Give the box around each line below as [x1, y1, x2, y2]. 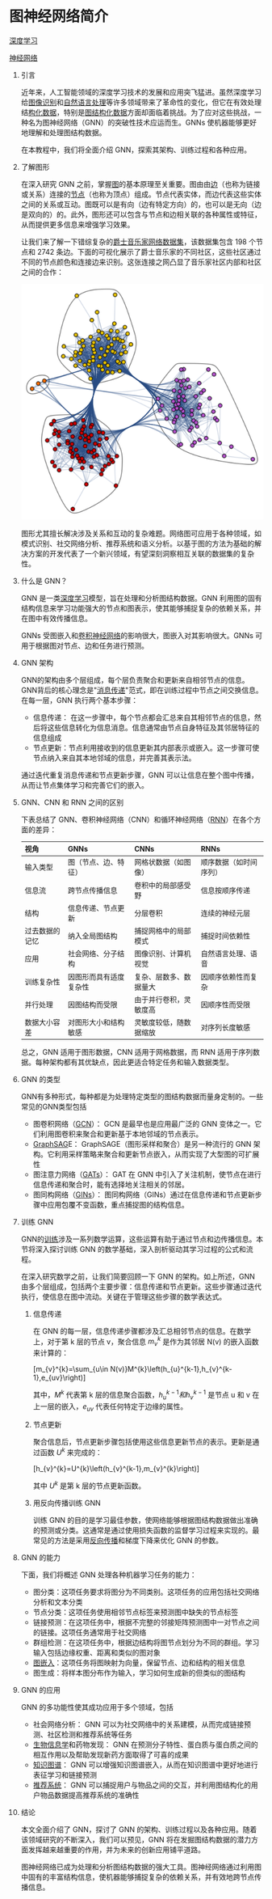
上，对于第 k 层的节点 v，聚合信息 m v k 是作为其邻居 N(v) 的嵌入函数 [32, 1335, 259, 1348]
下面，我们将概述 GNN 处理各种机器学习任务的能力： [20, 1570, 197, 1580]
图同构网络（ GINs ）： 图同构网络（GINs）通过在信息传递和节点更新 [32, 1190, 255, 1199]
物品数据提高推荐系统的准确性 [40, 1790, 140, 1800]
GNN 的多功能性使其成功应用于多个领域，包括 [20, 1702, 174, 1711]
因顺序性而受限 [200, 1000, 251, 1009]
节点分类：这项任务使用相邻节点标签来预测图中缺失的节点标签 [32, 1607, 239, 1617]
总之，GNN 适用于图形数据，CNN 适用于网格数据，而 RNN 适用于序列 [20, 1047, 253, 1056]
